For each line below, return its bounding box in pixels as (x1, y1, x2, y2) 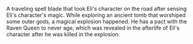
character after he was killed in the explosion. (6, 31, 120, 38)
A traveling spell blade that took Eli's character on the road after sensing (6, 5, 187, 12)
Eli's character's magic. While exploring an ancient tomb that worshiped (6, 11, 186, 19)
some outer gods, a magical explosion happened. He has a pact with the (6, 18, 187, 25)
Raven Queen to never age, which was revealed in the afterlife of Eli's (6, 24, 180, 31)
